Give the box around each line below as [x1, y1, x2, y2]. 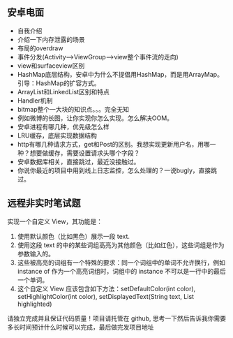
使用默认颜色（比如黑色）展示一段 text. [17, 232, 130, 240]
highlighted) [17, 300, 52, 308]
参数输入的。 [17, 249, 54, 258]
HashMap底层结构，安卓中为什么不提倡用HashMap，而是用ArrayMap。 [17, 70, 223, 78]
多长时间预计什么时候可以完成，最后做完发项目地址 [7, 323, 154, 331]
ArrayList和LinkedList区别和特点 [17, 87, 110, 96]
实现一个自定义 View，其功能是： [7, 217, 103, 226]
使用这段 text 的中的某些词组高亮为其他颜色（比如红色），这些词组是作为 [17, 240, 225, 249]
